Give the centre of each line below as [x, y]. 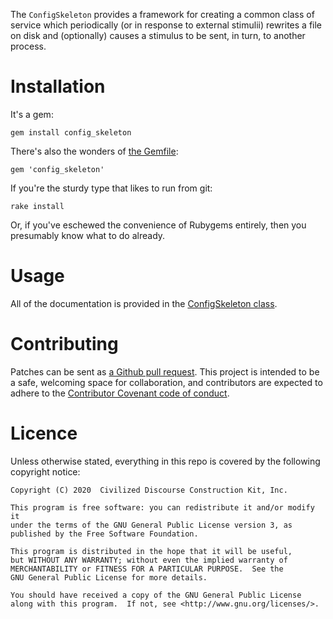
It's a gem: [32, 114]
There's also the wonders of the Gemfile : [94, 151]
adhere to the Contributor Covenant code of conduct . [120, 393]
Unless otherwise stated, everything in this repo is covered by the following [165, 461]
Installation [58, 86]
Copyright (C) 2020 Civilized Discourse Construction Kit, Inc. [149, 490]
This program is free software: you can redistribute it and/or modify [162, 507]
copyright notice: [45, 471]
